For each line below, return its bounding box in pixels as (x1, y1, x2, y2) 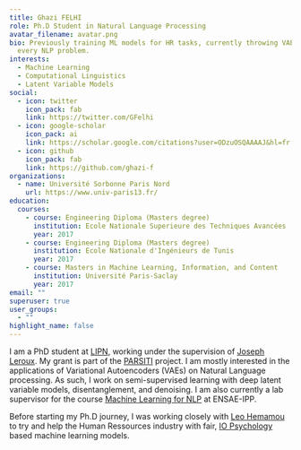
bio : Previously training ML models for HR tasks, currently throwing (9, 38, 279, 48)
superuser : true (9, 297, 70, 306)
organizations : (9, 171, 66, 180)
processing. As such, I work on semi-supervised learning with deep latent (9, 375, 282, 385)
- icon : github (17, 146, 74, 155)
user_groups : (9, 305, 58, 314)
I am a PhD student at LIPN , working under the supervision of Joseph (9, 346, 265, 357)
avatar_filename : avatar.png (9, 30, 118, 39)
